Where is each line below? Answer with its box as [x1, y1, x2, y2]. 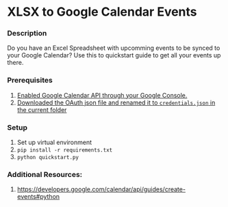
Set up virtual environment [16, 138, 92, 147]
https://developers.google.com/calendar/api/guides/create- [16, 185, 186, 193]
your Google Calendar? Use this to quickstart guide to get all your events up [7, 51, 221, 59]
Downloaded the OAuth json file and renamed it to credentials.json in [16, 98, 216, 107]
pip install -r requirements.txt [16, 147, 113, 154]
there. [7, 59, 24, 67]
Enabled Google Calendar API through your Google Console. [16, 91, 188, 99]
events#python [16, 193, 60, 201]
